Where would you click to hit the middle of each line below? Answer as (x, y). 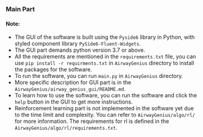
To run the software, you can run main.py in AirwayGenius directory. (99, 76)
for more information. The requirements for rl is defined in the (92, 121)
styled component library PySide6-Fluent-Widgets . (78, 44)
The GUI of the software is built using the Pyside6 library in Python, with (105, 37)
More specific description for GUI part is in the (73, 83)
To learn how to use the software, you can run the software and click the (106, 96)
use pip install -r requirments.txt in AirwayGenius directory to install (104, 63)
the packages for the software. (53, 69)
